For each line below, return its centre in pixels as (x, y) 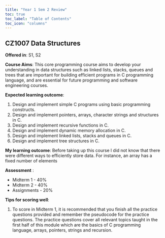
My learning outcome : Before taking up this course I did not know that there (82, 151)
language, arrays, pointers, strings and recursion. (62, 230)
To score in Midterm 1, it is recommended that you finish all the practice (85, 210)
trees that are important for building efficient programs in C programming (79, 75)
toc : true (15, 14)
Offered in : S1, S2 (23, 55)
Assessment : (19, 170)
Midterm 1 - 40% (29, 180)
